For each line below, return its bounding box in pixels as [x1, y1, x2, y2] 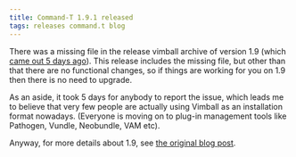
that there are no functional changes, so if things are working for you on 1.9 [9, 64, 286, 76]
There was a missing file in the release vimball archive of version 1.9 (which [9, 45, 287, 56]
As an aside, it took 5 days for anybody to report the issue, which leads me [9, 91, 284, 103]
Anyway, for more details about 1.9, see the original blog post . [9, 137, 236, 148]
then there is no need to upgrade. [9, 74, 132, 85]
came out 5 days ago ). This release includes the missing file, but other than [9, 55, 286, 66]
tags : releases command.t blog [9, 21, 126, 30]
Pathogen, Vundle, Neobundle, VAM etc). [9, 120, 160, 130]
